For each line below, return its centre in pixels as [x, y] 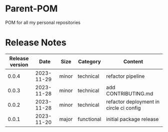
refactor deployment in [133, 102]
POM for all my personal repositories [43, 22]
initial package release [132, 119]
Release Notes [36, 43]
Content [133, 61]
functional [89, 119]
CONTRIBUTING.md [129, 94]
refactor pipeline [125, 76]
